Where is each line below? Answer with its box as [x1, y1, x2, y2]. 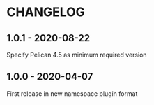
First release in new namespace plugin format [6, 89, 138, 98]
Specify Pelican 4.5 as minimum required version [6, 50, 147, 59]
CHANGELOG [6, 4, 85, 20]
